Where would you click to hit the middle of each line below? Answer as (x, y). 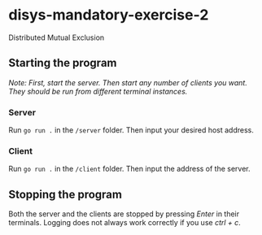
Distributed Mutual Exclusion (57, 37)
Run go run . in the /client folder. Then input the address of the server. (129, 169)
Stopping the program (65, 194)
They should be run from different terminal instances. (98, 91)
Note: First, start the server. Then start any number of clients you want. (128, 82)
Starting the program (63, 63)
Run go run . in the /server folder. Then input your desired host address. (131, 130)
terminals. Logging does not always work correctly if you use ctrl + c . (125, 223)
